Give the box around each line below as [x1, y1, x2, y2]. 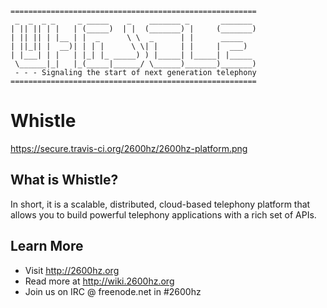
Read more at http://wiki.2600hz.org [24, 275, 175, 287]
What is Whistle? [10, 172, 119, 189]
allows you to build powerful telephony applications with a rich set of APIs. [10, 208, 317, 221]
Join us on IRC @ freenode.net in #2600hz [24, 285, 202, 297]
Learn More [10, 238, 84, 255]
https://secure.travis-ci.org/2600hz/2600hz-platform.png [10, 142, 248, 154]
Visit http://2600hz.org [24, 264, 120, 276]
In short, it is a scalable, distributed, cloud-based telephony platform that [10, 198, 311, 210]
